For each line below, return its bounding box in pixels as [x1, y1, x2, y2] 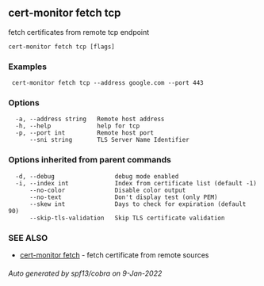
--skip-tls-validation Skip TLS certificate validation [29, 214, 225, 222]
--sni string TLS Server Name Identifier [29, 136, 190, 144]
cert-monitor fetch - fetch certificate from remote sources [19, 250, 209, 260]
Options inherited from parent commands [8, 154, 172, 166]
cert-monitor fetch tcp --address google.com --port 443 [11, 79, 204, 87]
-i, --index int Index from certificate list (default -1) [15, 179, 258, 187]
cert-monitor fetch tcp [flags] [8, 43, 115, 51]
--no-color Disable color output [29, 186, 186, 194]
